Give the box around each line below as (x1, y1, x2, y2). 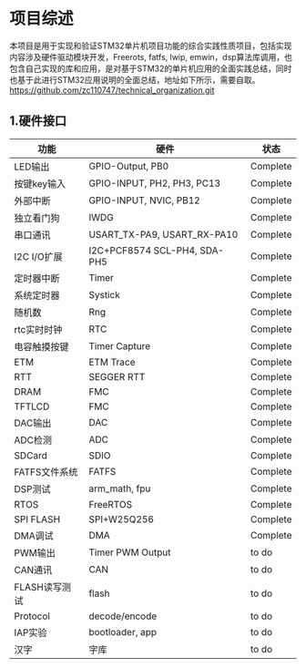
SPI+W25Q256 (88, 512, 155, 525)
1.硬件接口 (9, 113, 67, 128)
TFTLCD (14, 400, 50, 413)
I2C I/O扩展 (14, 250, 63, 262)
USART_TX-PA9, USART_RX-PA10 (88, 228, 239, 241)
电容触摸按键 (14, 340, 70, 353)
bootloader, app (88, 625, 158, 638)
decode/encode (88, 610, 158, 622)
